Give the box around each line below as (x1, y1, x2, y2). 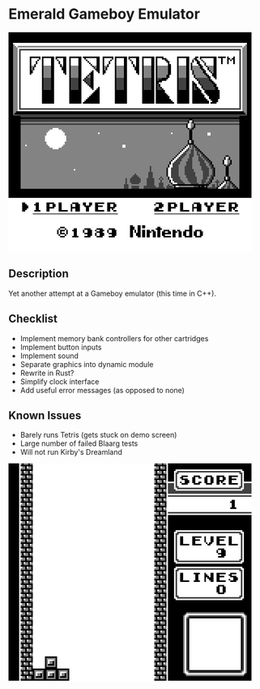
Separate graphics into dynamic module (19, 359, 154, 369)
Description (8, 267, 69, 280)
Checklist (8, 312, 58, 326)
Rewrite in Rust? (19, 368, 75, 378)
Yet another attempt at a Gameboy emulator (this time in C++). (8, 289, 217, 298)
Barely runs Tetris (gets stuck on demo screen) (19, 430, 177, 440)
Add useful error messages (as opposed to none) (19, 385, 185, 395)
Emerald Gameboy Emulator (8, 5, 201, 24)
